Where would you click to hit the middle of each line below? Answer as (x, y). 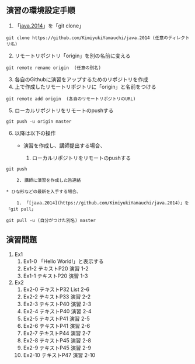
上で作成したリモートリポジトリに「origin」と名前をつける (85, 86)
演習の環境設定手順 (41, 11)
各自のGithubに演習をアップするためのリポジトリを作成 (81, 79)
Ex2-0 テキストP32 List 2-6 (56, 289)
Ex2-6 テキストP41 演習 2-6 (57, 325)
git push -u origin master (39, 122)
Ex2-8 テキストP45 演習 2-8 (57, 340)
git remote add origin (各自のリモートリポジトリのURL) (71, 99)
